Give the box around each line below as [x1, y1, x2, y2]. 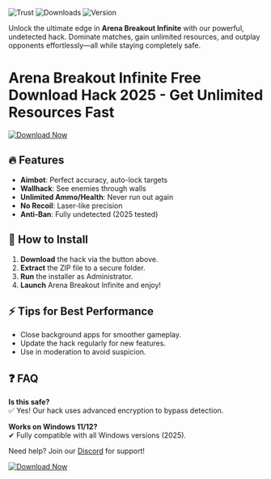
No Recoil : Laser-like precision [19, 201, 123, 210]
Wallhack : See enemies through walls [19, 183, 147, 193]
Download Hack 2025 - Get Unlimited [8, 86, 264, 104]
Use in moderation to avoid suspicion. [19, 347, 146, 357]
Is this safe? [8, 397, 50, 407]
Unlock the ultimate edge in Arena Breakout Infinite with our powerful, [8, 23, 244, 32]
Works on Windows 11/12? [8, 422, 98, 432]
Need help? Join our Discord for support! [8, 446, 146, 456]
